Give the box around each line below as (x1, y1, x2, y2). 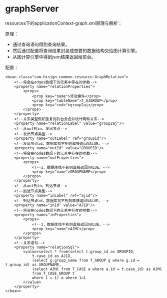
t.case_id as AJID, (31, 253, 72, 259)
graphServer (5, 3, 59, 14)
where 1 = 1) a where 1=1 (31, 275, 86, 280)
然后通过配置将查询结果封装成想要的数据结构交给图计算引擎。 (12, 47, 140, 53)
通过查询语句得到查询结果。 (12, 41, 70, 47)
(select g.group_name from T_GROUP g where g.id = (31, 258, 140, 263)
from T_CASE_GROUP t (31, 271, 75, 276)
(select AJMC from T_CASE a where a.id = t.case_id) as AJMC (31, 267, 162, 272)
